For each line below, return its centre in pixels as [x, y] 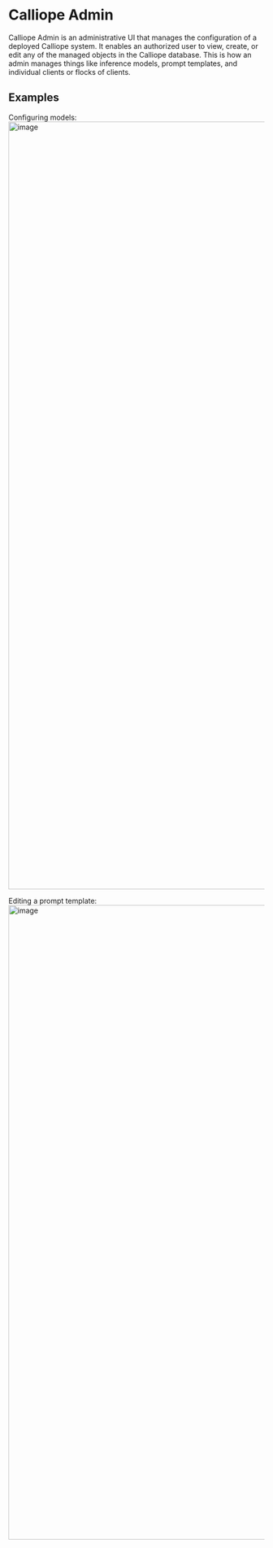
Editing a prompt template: [53, 900]
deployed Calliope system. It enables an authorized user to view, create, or [133, 46]
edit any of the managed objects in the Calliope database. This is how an [130, 55]
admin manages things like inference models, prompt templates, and [123, 63]
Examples [34, 98]
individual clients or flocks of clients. [70, 72]
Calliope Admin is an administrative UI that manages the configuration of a [133, 37]
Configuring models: [43, 117]
